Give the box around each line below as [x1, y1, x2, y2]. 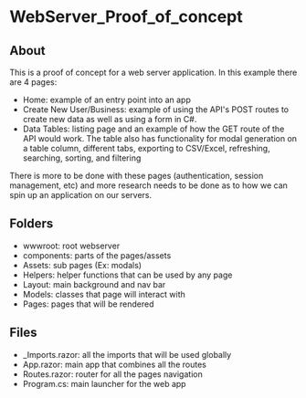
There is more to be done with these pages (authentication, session [9, 171, 264, 181]
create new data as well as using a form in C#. [22, 114, 197, 124]
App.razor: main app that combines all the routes [22, 359, 207, 370]
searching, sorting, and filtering [22, 152, 142, 163]
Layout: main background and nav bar [22, 278, 166, 289]
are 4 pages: [9, 77, 58, 88]
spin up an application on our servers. [9, 190, 153, 200]
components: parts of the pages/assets [22, 249, 172, 261]
